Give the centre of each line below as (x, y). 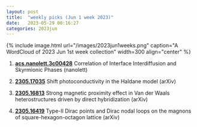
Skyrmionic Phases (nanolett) (51, 70)
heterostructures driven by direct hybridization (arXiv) (81, 99)
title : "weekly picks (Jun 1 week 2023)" (60, 17)
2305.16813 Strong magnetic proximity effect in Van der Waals (92, 93)
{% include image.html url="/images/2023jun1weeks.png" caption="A (92, 46)
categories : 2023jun (32, 28)
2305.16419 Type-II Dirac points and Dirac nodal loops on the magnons (103, 111)
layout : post (22, 12)
